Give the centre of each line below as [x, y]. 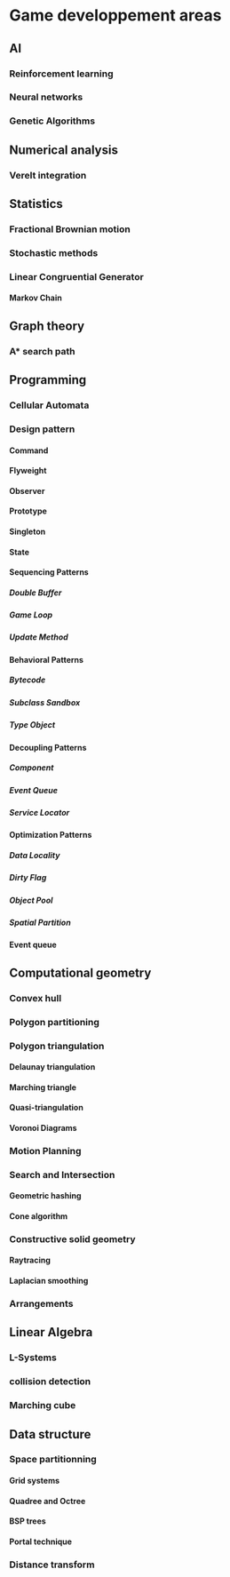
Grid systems [35, 1481]
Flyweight [28, 471]
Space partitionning [53, 1460]
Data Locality [35, 855]
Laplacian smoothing [49, 1281]
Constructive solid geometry [72, 1239]
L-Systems [33, 1358]
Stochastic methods [54, 252]
